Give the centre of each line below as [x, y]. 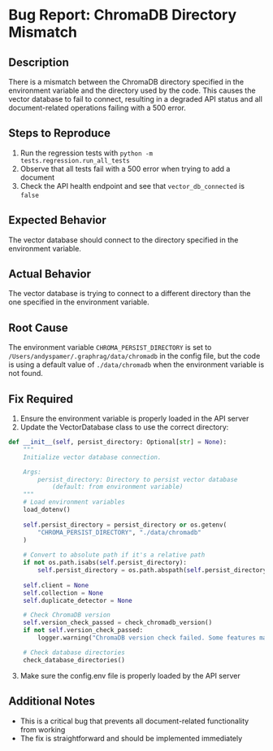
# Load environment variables [74, 502]
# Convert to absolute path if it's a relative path [114, 555]
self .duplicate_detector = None [78, 600]
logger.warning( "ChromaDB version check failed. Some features [147, 638]
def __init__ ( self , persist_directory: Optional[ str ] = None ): [118, 442]
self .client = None [56, 585]
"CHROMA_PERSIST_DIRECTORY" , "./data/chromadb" [119, 532]
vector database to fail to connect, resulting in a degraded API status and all [135, 99]
